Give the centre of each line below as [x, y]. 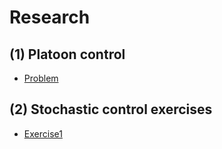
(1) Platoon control [67, 54]
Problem [41, 78]
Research [50, 17]
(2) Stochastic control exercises [111, 109]
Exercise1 [43, 133]
